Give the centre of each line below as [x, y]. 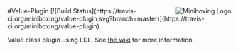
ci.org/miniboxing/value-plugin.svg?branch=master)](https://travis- [106, 18]
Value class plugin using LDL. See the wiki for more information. [101, 40]
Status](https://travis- [104, 11]
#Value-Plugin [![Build [39, 11]
